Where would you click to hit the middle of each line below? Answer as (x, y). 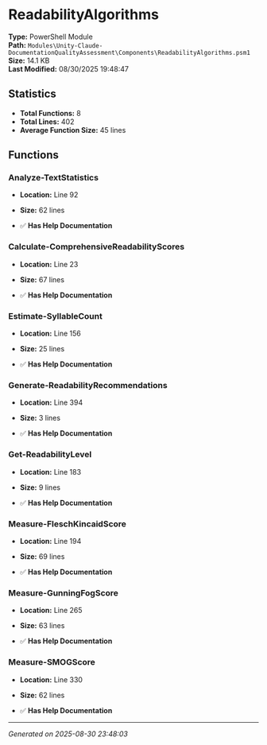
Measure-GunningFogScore (64, 592)
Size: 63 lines (42, 626)
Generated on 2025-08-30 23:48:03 (68, 734)
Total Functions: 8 (50, 113)
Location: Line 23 (49, 264)
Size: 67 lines (42, 279)
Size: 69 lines (42, 556)
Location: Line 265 (51, 611)
